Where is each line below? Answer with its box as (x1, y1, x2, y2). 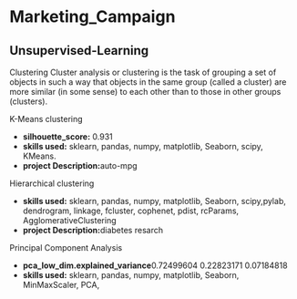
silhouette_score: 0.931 (22, 131, 113, 142)
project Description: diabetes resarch (22, 225, 164, 235)
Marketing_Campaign (9, 6, 176, 27)
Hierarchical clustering (9, 178, 95, 189)
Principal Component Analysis (9, 242, 123, 253)
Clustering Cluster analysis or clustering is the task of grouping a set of (9, 67, 277, 77)
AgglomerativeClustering (22, 215, 117, 225)
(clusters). (9, 96, 48, 107)
